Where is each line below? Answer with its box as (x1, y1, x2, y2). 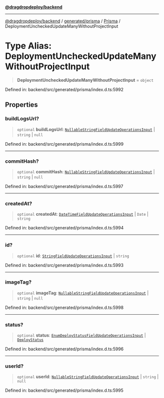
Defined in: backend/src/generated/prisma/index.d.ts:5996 (5, 346, 123, 352)
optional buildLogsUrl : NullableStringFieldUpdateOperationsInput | (17, 126, 155, 132)
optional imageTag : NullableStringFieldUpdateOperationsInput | (17, 290, 149, 296)
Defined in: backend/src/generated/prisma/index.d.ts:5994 (5, 225, 124, 231)
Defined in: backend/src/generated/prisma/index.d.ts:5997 (5, 183, 123, 189)
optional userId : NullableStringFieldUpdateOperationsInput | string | (17, 374, 159, 379)
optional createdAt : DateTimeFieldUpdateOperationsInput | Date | (17, 211, 149, 217)
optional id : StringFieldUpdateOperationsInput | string (17, 253, 129, 259)
